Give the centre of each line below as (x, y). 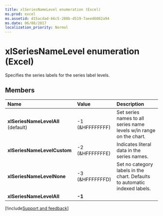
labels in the (130, 170)
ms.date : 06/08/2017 (26, 23)
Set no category (135, 164)
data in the (128, 150)
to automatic (131, 182)
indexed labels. (134, 188)
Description (130, 104)
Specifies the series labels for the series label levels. (57, 75)
